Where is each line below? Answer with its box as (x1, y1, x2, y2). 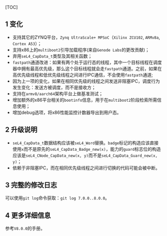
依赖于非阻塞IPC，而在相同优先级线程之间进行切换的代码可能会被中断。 (12, 165, 160, 171)
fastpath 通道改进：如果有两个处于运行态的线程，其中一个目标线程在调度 (12, 59, 162, 65)
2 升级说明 (5, 125, 37, 134)
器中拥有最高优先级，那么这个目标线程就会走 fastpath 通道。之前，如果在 (12, 65, 162, 72)
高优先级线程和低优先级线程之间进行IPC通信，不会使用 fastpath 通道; (12, 72, 153, 78)
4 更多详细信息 (5, 211, 51, 219)
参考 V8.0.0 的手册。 (5, 225, 45, 231)
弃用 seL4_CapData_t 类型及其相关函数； (12, 53, 92, 59)
